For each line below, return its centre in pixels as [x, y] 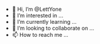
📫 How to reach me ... [40, 35]
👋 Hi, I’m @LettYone [37, 9]
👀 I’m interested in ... [38, 15]
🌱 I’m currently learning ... [44, 22]
